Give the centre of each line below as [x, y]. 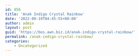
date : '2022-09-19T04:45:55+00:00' [42, 19]
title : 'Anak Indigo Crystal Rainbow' [45, 14]
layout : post [18, 28]
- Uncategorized [31, 46]
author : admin [20, 23]
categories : [17, 41]
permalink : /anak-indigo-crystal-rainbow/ [49, 37]
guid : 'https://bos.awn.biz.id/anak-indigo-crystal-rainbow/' [70, 32]
